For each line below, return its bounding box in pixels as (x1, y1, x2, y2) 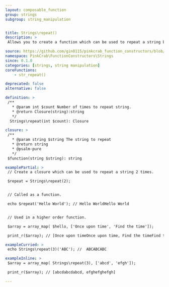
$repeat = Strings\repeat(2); (7, 179, 71, 184)
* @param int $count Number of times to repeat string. (12, 104, 132, 109)
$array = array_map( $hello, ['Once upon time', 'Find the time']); (7, 224, 154, 229)
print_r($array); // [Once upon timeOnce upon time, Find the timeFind (7, 233, 161, 238)
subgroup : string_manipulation (5, 17, 71, 22)
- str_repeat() (14, 72, 46, 77)
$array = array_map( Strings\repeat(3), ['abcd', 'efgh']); (7, 261, 136, 266)
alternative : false (5, 86, 46, 91)
